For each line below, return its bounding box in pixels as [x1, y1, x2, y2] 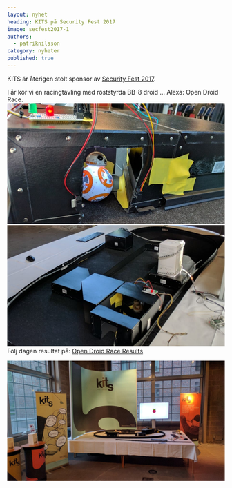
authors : [7, 33, 32, 40]
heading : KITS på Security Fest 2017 [7, 18, 116, 26]
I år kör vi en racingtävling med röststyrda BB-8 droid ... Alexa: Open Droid [7, 88, 219, 96]
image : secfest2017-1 [7, 26, 70, 32]
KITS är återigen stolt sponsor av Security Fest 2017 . [7, 75, 156, 83]
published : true [7, 55, 54, 62]
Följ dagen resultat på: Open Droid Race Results [7, 347, 144, 355]
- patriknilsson [13, 40, 60, 48]
